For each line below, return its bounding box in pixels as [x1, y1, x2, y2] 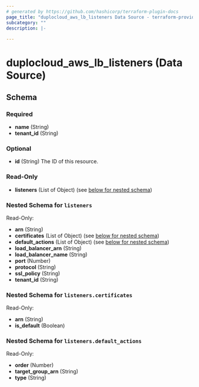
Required [6, 110, 33, 118]
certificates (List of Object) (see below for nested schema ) [14, 232, 160, 239]
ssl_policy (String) [14, 270, 60, 277]
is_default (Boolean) [14, 322, 65, 329]
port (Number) [14, 257, 51, 264]
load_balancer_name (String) [14, 251, 88, 258]
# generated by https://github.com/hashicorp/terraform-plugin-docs [6, 8, 179, 15]
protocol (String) [14, 263, 56, 270]
